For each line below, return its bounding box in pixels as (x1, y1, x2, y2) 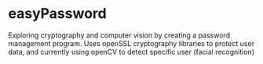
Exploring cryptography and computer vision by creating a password (8, 30, 230, 40)
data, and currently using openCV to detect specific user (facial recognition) (8, 47, 255, 56)
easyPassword (8, 5, 108, 23)
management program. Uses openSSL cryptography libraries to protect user (8, 38, 255, 48)
